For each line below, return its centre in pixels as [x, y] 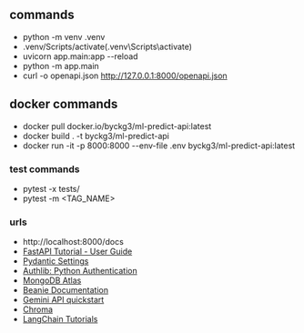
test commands [45, 169]
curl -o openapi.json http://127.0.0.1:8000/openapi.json [125, 76]
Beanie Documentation [66, 290]
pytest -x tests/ [51, 188]
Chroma [37, 309]
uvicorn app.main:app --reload [80, 56]
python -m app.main [61, 66]
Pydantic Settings [56, 261]
